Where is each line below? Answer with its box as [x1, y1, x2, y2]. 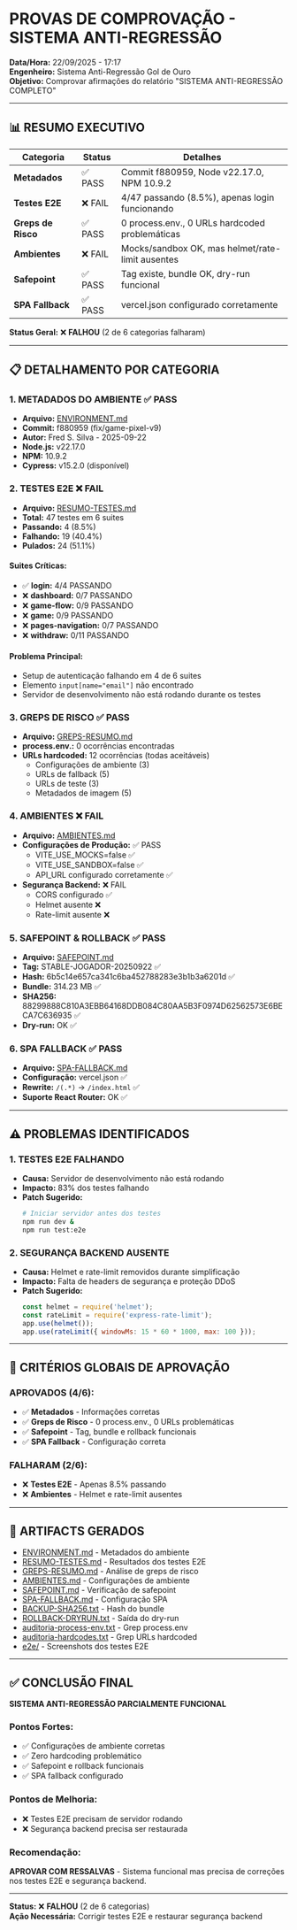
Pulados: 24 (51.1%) [21, 540, 95, 550]
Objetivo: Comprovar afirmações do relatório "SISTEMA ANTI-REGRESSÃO [9, 75, 284, 86]
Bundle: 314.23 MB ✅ [21, 981, 102, 992]
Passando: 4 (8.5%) [21, 521, 96, 532]
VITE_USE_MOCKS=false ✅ [34, 850, 135, 860]
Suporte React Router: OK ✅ [21, 1092, 128, 1103]
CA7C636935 [21, 1010, 72, 1021]
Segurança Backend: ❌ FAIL [21, 879, 126, 889]
